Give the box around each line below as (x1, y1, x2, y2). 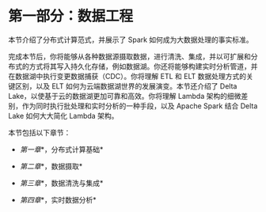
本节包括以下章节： (8, 127, 71, 137)
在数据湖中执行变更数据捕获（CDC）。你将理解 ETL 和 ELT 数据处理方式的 (8, 71, 247, 81)
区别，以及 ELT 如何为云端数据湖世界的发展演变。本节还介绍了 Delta (14, 81, 237, 91)
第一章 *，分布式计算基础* (19, 144, 104, 154)
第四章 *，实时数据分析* (19, 195, 97, 204)
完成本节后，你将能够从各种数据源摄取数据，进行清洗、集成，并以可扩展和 (8, 51, 251, 61)
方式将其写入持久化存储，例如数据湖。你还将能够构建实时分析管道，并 (28, 61, 258, 71)
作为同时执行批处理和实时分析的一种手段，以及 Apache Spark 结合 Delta (21, 100, 258, 111)
